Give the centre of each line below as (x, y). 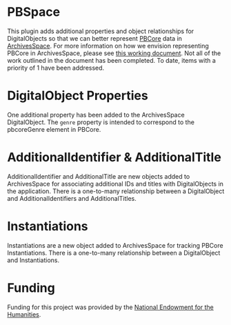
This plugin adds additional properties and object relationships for (101, 31)
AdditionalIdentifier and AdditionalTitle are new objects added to (99, 176)
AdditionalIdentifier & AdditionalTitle (114, 158)
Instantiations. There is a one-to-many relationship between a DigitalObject (114, 253)
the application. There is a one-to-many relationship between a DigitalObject (116, 191)
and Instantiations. (33, 260)
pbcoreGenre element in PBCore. (54, 129)
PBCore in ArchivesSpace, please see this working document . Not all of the (114, 53)
